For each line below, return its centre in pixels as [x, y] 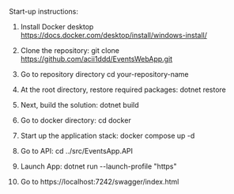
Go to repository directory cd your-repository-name [104, 74]
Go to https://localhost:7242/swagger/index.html [100, 182]
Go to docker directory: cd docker [75, 120]
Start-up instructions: [43, 11]
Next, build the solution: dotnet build [79, 105]
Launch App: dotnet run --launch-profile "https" [98, 166]
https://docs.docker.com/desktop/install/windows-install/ [114, 35]
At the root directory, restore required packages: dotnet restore [123, 89]
